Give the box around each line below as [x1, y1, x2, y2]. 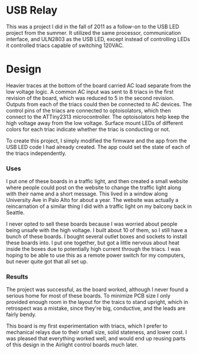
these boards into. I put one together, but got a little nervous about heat [6, 239, 180, 246]
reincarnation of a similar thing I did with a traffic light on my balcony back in [6, 203, 192, 210]
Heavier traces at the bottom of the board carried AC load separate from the [6, 82, 192, 89]
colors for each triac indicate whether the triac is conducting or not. [6, 125, 170, 133]
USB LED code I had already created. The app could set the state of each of [6, 143, 190, 150]
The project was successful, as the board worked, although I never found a [6, 286, 189, 293]
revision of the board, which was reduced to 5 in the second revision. [6, 94, 174, 101]
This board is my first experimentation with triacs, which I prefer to [6, 322, 168, 330]
